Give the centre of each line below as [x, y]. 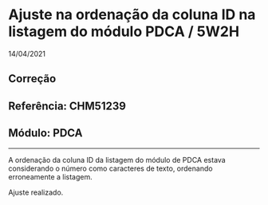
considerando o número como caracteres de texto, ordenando [110, 168]
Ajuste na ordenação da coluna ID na [132, 15]
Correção [32, 79]
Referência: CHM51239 [67, 106]
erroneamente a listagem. [51, 176]
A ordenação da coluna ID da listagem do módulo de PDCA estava [117, 160]
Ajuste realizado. [36, 192]
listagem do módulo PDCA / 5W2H [124, 32]
